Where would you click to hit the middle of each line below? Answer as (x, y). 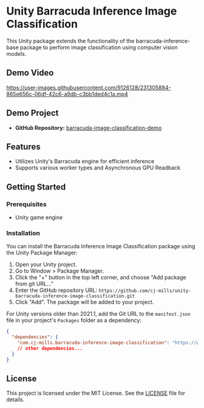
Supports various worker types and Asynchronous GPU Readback (98, 168)
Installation (23, 233)
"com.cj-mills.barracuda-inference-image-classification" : (93, 343)
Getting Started (36, 187)
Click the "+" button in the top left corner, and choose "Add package (100, 277)
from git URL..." (34, 284)
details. (15, 399)
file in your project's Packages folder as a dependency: (74, 321)
